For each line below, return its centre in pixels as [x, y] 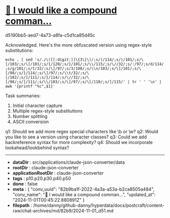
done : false [25, 184]
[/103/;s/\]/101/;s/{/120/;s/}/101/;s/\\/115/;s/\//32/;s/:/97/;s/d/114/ [85, 64]
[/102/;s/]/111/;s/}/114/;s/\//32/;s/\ [47, 77]
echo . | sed [19, 60]
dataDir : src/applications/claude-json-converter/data [69, 162]
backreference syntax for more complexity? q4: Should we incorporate [79, 142]
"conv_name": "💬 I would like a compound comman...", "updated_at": [84, 194]
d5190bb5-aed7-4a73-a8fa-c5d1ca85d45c [50, 35]
